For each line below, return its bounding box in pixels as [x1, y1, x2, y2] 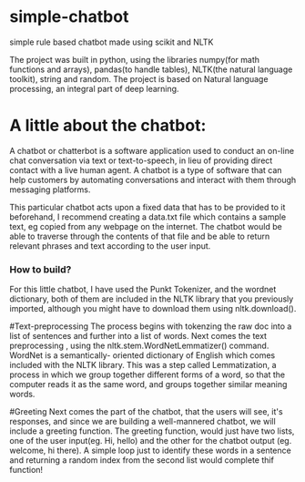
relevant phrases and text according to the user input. [9, 240, 211, 251]
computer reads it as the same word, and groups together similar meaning [9, 379, 288, 390]
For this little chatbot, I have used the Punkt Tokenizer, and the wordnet [9, 284, 277, 295]
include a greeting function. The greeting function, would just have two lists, [9, 426, 295, 436]
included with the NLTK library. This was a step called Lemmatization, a [9, 360, 277, 371]
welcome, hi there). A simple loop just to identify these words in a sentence [9, 445, 291, 456]
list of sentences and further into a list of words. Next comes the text [9, 331, 267, 342]
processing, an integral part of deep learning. [9, 83, 179, 94]
